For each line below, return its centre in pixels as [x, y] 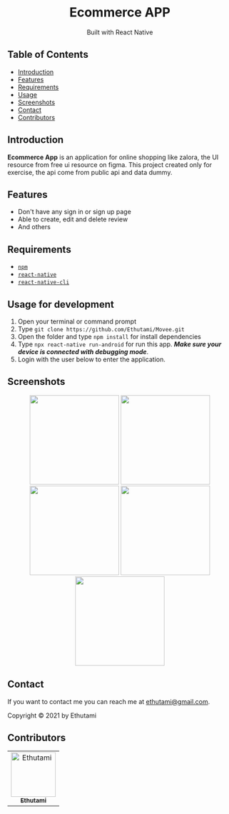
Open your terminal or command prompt [77, 321]
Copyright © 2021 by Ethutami [52, 715]
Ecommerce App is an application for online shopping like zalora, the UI [113, 157]
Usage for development [61, 304]
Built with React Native [120, 32]
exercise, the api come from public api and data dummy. [90, 172]
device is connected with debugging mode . [83, 352]
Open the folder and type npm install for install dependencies [109, 337]
